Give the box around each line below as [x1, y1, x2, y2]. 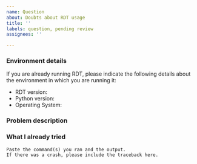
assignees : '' [6, 31, 42, 38]
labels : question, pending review [6, 25, 94, 32]
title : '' [6, 20, 32, 26]
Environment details [6, 57, 67, 65]
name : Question [6, 8, 45, 15]
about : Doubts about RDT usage [6, 15, 85, 21]
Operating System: [15, 101, 62, 109]
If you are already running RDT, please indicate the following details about [6, 70, 191, 77]
